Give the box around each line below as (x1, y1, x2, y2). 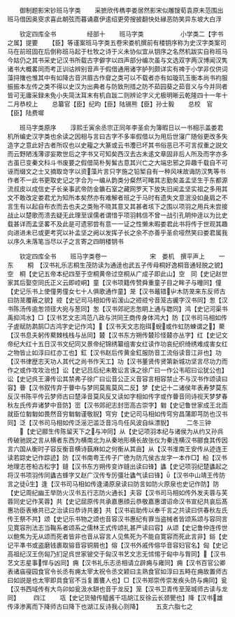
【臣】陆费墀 (7, 109, 44, 117)
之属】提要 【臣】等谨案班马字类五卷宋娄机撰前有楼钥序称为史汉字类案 (7, 39, 220, 47)
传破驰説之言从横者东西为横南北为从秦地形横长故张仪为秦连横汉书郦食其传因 (7, 436, 228, 444)
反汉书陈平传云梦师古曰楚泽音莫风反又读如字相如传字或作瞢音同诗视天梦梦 (7, 392, 222, 401)
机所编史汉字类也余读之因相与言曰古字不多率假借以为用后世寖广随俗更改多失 (7, 132, 228, 140)
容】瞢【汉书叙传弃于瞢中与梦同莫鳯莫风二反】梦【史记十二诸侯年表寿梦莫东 (7, 384, 228, 391)
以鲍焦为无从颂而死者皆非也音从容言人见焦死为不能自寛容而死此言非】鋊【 (7, 532, 222, 541)
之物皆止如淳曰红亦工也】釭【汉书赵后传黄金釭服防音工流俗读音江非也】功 (7, 349, 222, 356)
